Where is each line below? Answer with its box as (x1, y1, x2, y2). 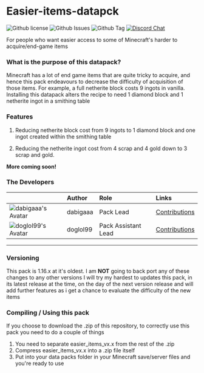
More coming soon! (6, 163, 56, 170)
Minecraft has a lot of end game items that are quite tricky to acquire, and (6, 72, 190, 79)
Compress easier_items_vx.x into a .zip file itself (15, 347, 135, 354)
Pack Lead (99, 208, 129, 216)
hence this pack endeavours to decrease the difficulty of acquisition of (6, 78, 183, 86)
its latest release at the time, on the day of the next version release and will (6, 281, 194, 288)
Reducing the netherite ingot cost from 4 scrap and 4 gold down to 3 (15, 145, 188, 152)
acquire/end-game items (6, 43, 69, 50)
